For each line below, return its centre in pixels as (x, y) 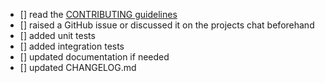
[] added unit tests (57, 35)
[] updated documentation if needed (94, 57)
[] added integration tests (72, 46)
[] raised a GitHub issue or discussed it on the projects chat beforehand (167, 25)
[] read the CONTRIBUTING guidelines (98, 14)
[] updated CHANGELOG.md (78, 67)
